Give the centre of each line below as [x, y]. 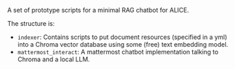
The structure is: [31, 23]
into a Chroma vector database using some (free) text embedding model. [123, 44]
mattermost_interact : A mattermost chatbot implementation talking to [118, 52]
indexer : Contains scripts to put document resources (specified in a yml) [122, 37]
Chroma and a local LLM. [53, 59]
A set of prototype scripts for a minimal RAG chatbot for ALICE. [98, 10]
